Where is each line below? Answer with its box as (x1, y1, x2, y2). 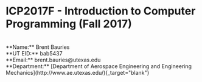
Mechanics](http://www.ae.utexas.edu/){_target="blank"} (5, 69, 150, 76)
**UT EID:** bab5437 (5, 49, 63, 57)
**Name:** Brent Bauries (5, 43, 70, 51)
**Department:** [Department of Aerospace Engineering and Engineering (5, 62, 192, 70)
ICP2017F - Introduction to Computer (5, 4, 196, 18)
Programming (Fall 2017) (5, 17, 132, 31)
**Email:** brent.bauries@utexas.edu (5, 56, 101, 63)
